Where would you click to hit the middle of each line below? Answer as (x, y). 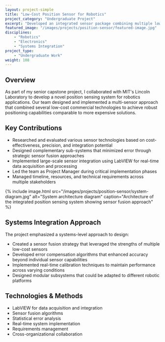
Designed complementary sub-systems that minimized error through (82, 150)
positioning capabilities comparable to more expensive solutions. (71, 113)
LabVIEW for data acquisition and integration (57, 308)
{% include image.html (28, 191)
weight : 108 (17, 60)
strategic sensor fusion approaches (48, 155)
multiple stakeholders (34, 182)
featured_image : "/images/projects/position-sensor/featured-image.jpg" (81, 28)
